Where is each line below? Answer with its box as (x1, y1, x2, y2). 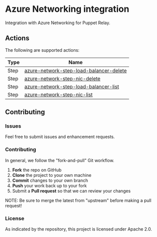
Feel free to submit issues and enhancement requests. (5, 134, 115, 140)
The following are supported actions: (5, 47, 79, 53)
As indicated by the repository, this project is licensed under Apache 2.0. (5, 226, 152, 232)
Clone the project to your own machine (12, 172, 92, 178)
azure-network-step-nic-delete (24, 75, 101, 82)
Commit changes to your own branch (12, 177, 88, 183)
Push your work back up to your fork (12, 182, 87, 188)
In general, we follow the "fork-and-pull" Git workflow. (5, 157, 114, 163)
